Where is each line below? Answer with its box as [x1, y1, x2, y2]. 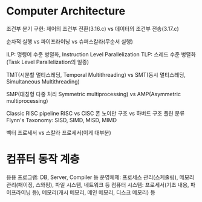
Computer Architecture [6, 4, 126, 18]
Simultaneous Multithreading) [6, 77, 80, 85]
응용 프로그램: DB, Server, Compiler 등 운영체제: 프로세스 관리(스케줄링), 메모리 [6, 174, 195, 181]
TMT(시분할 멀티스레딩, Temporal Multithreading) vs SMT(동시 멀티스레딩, [6, 71, 186, 78]
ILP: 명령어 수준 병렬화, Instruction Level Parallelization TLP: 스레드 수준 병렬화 [6, 50, 197, 58]
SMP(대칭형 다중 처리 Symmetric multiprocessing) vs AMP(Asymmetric [6, 90, 181, 97]
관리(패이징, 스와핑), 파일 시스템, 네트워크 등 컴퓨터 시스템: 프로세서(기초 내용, [6, 181, 189, 188]
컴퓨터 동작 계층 [6, 152, 80, 166]
